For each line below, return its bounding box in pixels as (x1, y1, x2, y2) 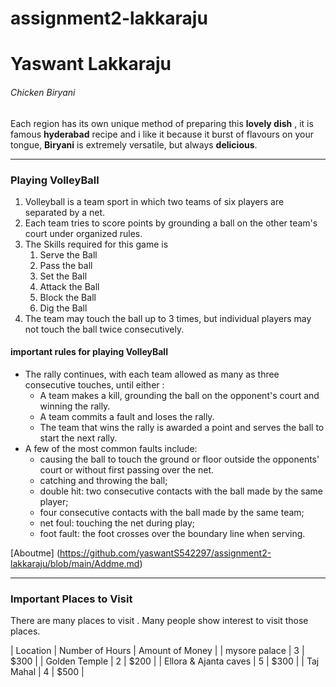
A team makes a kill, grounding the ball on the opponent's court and (39, 390, 320, 402)
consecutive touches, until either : (24, 379, 165, 391)
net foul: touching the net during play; (39, 517, 195, 529)
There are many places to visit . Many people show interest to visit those (10, 615, 309, 627)
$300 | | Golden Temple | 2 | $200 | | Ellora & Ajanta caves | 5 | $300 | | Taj (10, 655, 320, 667)
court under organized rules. (24, 227, 143, 239)
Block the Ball (39, 291, 97, 303)
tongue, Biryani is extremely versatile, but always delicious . (10, 138, 258, 151)
